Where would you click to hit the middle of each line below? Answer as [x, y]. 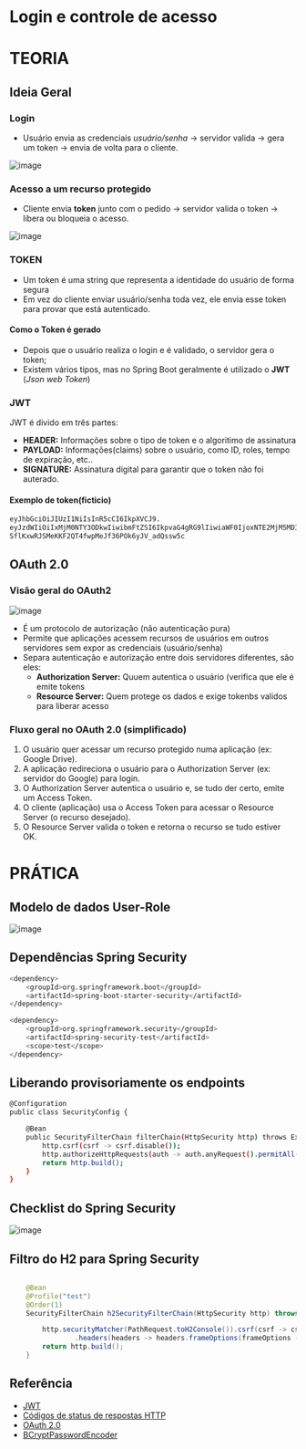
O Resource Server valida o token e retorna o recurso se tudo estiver [152, 827]
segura [36, 289]
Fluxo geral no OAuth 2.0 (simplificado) [98, 729]
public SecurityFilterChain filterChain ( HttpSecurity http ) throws [156, 1138]
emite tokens [60, 686]
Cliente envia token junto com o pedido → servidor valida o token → [150, 209]
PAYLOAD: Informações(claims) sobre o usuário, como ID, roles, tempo [156, 450]
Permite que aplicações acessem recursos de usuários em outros [146, 638]
